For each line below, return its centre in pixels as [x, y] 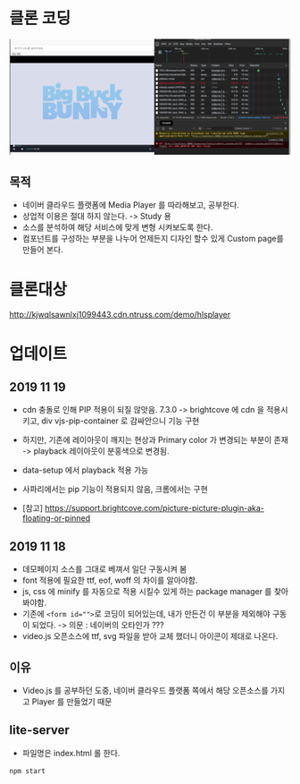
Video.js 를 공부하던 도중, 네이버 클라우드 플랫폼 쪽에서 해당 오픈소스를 [146, 691]
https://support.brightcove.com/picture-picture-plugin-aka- [154, 508]
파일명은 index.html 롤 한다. [71, 753]
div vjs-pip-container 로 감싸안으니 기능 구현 [121, 421]
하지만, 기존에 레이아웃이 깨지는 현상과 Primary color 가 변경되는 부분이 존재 [155, 440]
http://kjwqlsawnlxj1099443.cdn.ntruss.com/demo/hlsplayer [120, 315]
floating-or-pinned [56, 518]
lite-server [39, 730]
